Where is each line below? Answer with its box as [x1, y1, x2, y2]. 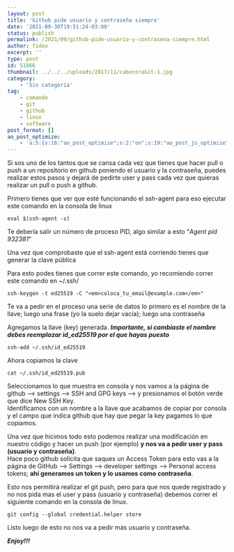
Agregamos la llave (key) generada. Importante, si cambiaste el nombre [7, 323, 217, 331]
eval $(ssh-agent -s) [7, 215, 70, 223]
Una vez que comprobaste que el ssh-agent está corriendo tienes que [7, 249, 209, 257]
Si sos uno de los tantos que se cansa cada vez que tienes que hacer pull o [7, 159, 224, 167]
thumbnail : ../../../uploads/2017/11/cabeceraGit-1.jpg [7, 68, 173, 75]
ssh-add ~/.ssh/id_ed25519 [7, 344, 86, 352]
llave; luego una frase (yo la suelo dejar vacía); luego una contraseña [7, 310, 205, 318]
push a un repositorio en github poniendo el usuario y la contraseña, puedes [7, 166, 226, 175]
